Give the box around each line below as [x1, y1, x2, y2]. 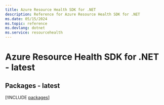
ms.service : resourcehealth [5, 30, 63, 35]
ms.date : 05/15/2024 [5, 16, 48, 21]
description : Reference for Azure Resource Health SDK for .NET [5, 12, 140, 17]
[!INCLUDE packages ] [5, 95, 50, 100]
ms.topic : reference [5, 21, 48, 26]
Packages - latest [5, 81, 60, 90]
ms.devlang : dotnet [5, 26, 45, 31]
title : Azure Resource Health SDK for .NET [5, 7, 96, 12]
